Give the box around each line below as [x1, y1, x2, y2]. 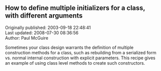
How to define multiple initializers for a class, [5, 4, 145, 12]
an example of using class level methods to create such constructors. [5, 60, 145, 66]
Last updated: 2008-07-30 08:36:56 [5, 29, 79, 36]
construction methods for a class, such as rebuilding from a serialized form [5, 49, 157, 55]
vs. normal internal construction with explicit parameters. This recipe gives [5, 55, 156, 61]
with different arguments [5, 12, 83, 20]
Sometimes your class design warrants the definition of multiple [5, 44, 134, 50]
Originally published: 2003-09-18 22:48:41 [5, 24, 91, 30]
